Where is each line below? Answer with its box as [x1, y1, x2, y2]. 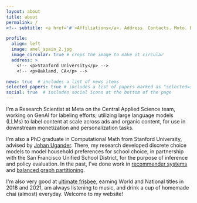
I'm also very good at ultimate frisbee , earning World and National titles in [6, 178, 184, 185]
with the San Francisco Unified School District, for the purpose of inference [6, 154, 188, 161]
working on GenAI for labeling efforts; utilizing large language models [6, 112, 174, 119]
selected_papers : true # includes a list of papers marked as [6, 84, 161, 90]
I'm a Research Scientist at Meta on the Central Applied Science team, [6, 106, 176, 112]
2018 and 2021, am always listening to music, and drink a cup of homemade [6, 184, 189, 191]
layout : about [6, 8, 41, 15]
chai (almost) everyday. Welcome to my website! [6, 191, 124, 197]
